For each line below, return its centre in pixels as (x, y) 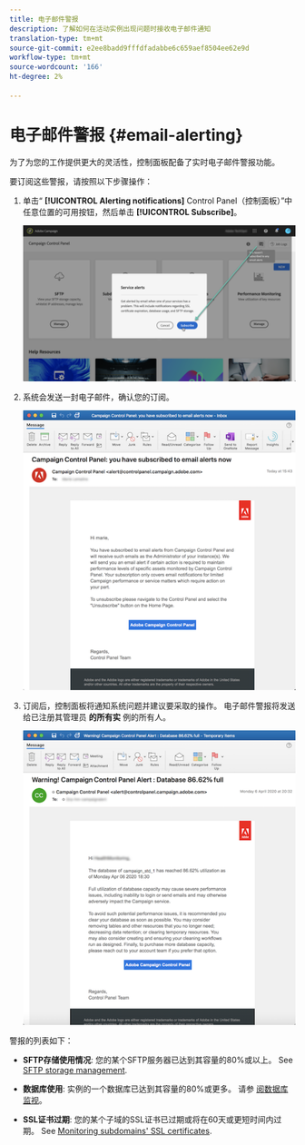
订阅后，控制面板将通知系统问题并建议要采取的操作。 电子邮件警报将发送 (159, 706)
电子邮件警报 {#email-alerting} (126, 135)
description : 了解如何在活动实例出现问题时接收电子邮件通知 (110, 29)
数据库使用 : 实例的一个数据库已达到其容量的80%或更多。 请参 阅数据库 (155, 1089)
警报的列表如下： (41, 1041)
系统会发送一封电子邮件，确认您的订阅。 (98, 397)
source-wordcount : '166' (56, 67)
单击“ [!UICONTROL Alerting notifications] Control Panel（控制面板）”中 (157, 201)
